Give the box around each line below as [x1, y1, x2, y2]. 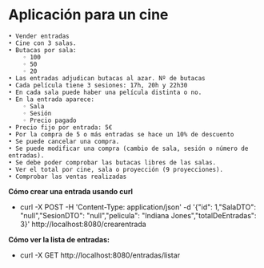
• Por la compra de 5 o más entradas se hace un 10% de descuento [8, 130, 234, 138]
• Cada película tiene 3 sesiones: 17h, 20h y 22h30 [8, 81, 188, 89]
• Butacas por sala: [8, 46, 78, 54]
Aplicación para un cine [8, 6, 169, 24]
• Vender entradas [8, 32, 70, 40]
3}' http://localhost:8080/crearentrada [19, 219, 146, 229]
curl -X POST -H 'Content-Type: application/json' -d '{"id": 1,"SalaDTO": [19, 202, 256, 212]
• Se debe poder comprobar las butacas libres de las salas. [8, 158, 217, 166]
